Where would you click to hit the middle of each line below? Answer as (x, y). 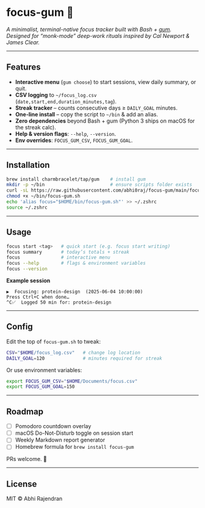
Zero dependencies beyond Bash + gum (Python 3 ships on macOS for (105, 121)
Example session (28, 281)
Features (23, 67)
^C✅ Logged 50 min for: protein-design (59, 302)
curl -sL (17, 191)
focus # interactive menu (59, 258)
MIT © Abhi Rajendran (34, 499)
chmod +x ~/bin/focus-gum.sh (43, 196)
